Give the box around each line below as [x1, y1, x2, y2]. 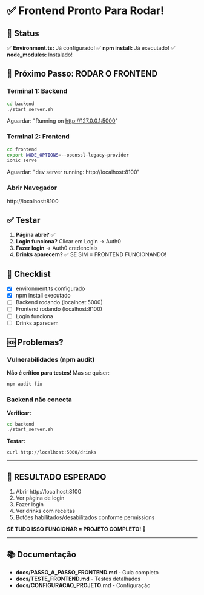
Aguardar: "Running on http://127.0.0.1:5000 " [7, 117, 118, 124]
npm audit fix [7, 381, 43, 387]
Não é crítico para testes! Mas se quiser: [7, 369, 110, 376]
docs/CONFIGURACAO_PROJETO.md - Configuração [15, 581, 151, 589]
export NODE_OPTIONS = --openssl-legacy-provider [7, 152, 130, 158]
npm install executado [15, 292, 71, 299]
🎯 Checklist [7, 268, 51, 279]
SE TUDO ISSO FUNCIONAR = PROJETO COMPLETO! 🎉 [7, 525, 146, 532]
